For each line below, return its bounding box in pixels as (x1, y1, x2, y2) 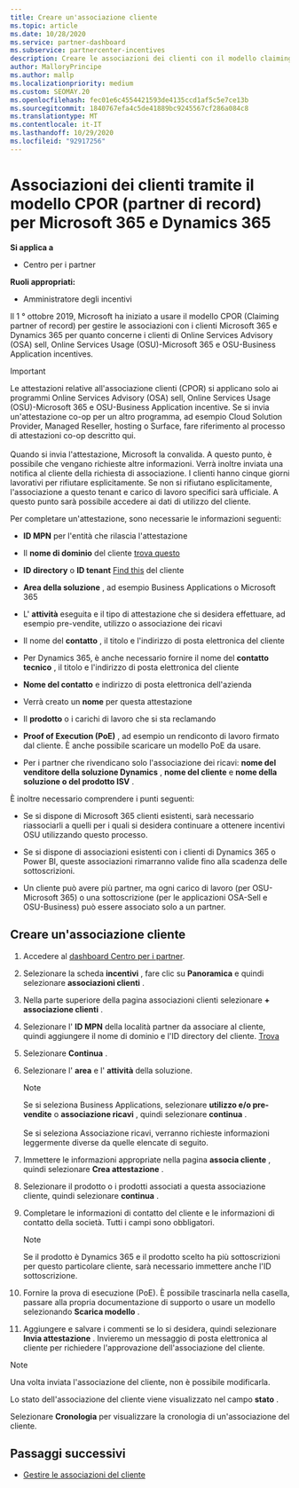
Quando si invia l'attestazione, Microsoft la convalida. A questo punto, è (10, 449, 272, 460)
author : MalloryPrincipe (10, 63, 102, 72)
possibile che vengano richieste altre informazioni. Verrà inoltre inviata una (10, 458, 283, 468)
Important (10, 366, 46, 376)
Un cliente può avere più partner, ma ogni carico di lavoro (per (22, 882, 251, 893)
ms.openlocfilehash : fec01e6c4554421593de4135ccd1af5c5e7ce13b (10, 95, 249, 105)
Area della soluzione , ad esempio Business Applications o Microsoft (22, 582, 276, 593)
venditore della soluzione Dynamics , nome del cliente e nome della (22, 767, 278, 777)
